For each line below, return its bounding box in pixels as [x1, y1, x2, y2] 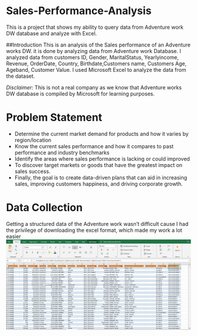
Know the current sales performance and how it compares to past [14, 142, 174, 149]
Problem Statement [6, 111, 103, 124]
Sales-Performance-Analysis [6, 4, 152, 18]
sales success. [14, 168, 51, 175]
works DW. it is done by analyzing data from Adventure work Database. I [6, 47, 181, 54]
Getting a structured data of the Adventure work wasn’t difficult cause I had [6, 220, 189, 227]
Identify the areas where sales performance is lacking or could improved [14, 155, 191, 162]
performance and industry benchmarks [14, 149, 110, 156]
